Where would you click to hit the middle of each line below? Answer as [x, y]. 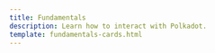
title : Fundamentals [48, 18]
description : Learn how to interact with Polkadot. [108, 26]
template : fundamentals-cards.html [76, 34]
